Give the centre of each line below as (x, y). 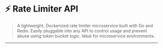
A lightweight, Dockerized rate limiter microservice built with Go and (85, 25)
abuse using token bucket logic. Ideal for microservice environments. (86, 36)
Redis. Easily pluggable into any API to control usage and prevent (82, 31)
